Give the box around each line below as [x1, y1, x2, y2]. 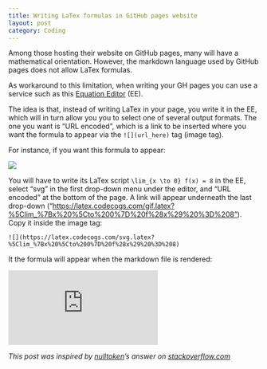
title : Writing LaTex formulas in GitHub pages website [8, 11, 198, 20]
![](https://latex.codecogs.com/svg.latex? [8, 234, 155, 241]
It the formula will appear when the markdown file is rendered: [8, 254, 213, 264]
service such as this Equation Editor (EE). [8, 89, 143, 99]
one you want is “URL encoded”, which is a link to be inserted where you [8, 121, 247, 132]
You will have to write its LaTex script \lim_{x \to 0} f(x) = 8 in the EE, [8, 176, 246, 186]
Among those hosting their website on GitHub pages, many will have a [8, 49, 239, 58]
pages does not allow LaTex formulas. [8, 65, 133, 75]
